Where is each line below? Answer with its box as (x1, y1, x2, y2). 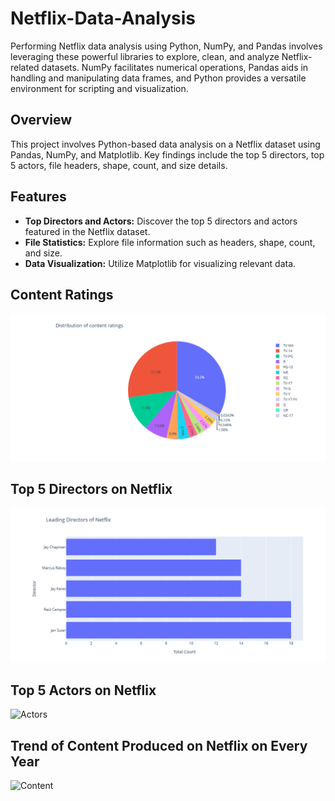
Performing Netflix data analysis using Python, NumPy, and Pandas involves (10, 40, 323, 52)
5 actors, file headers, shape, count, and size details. (10, 159, 228, 171)
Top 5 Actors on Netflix (10, 682, 157, 699)
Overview (10, 112, 73, 129)
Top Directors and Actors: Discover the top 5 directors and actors (24, 215, 298, 227)
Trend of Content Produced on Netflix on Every (10, 737, 308, 754)
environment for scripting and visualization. (10, 82, 189, 94)
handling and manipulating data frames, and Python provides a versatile (10, 72, 307, 84)
